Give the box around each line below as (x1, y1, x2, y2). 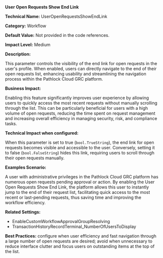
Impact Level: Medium (5, 42, 51, 48)
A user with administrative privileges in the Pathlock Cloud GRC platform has (5, 174, 159, 179)
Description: (5, 51, 31, 57)
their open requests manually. (5, 155, 65, 161)
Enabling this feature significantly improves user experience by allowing (5, 95, 149, 101)
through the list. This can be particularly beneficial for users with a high (5, 105, 148, 111)
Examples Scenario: (5, 165, 47, 170)
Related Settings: (5, 209, 41, 215)
